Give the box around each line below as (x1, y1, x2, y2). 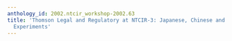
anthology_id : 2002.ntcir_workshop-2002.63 (7, 10, 135, 17)
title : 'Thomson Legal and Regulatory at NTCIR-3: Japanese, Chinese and (7, 17, 226, 24)
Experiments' (13, 23, 51, 30)
